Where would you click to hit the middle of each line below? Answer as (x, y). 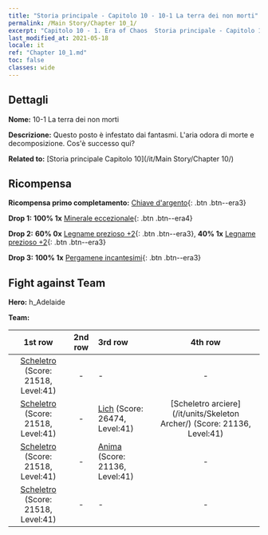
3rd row (114, 343)
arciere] (226, 404)
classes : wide (32, 68)
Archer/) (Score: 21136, (205, 424)
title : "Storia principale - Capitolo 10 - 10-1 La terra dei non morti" (134, 16)
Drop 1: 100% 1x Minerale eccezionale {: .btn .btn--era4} (100, 218)
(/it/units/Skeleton (205, 414)
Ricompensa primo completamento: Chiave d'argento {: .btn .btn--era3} (128, 203)
